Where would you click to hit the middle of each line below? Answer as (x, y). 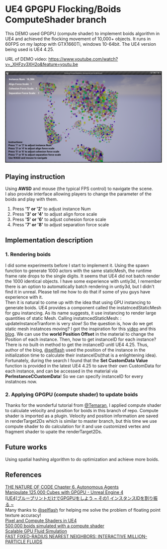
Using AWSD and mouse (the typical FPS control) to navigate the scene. (79, 189)
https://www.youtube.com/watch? (83, 59)
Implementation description (49, 240)
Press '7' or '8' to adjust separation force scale (61, 225)
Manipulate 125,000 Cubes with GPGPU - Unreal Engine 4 (64, 492)
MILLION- (137, 536)
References (23, 475)
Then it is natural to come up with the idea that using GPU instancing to (78, 302)
